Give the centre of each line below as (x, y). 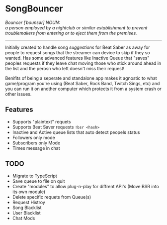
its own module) (29, 192)
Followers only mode (34, 137)
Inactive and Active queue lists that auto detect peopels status (76, 132)
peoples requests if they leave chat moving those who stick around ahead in (83, 63)
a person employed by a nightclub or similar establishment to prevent (76, 27)
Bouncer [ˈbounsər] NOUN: (33, 22)
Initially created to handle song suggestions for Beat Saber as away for (78, 47)
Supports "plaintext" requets (42, 121)
